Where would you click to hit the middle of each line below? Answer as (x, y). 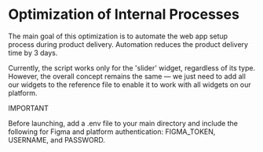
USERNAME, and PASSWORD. (57, 139)
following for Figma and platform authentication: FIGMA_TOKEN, (112, 132)
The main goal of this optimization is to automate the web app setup (118, 36)
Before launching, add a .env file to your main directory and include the (123, 123)
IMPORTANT (29, 108)
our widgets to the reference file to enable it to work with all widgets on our (130, 85)
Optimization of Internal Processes (124, 14)
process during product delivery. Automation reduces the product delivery (128, 44)
